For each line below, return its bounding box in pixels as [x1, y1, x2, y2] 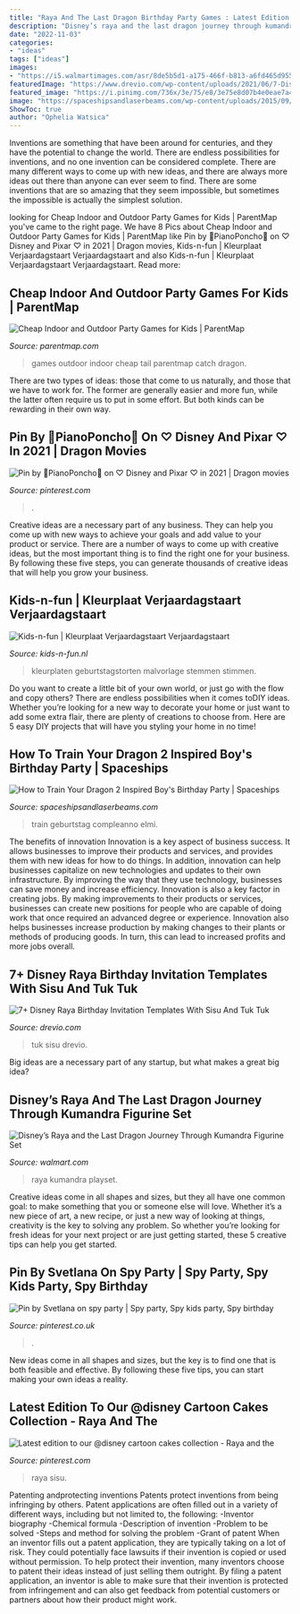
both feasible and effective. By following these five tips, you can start [9, 1364, 264, 1375]
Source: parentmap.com [9, 340, 100, 351]
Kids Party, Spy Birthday [9, 1279, 149, 1294]
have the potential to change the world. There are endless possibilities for [9, 147, 280, 158]
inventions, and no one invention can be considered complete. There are [9, 157, 277, 167]
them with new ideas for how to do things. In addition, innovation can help [9, 856, 281, 867]
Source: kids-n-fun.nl [9, 648, 88, 659]
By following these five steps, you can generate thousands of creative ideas [9, 557, 288, 568]
